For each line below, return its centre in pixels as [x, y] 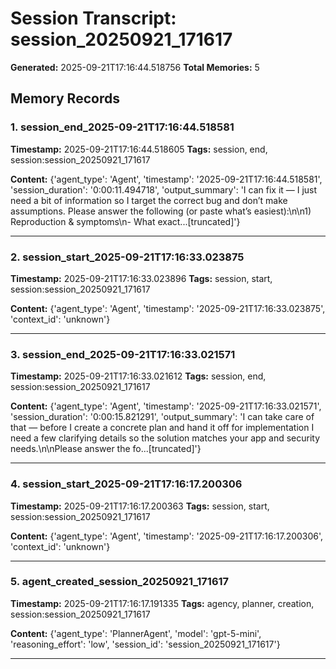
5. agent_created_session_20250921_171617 [120, 582]
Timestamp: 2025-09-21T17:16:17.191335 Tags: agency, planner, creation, [162, 603]
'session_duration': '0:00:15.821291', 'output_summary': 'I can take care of [162, 417]
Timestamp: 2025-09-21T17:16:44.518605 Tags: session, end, [139, 149]
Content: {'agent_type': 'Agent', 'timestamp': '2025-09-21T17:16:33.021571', [166, 406]
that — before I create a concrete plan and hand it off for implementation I [162, 428]
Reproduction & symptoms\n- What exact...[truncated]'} [125, 221]
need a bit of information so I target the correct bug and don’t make [149, 200]
